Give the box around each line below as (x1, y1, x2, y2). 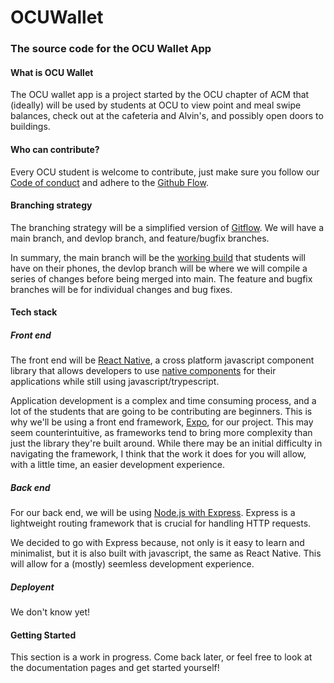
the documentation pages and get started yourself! (10, 662, 220, 674)
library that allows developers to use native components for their (10, 365, 277, 377)
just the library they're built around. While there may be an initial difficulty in (10, 437, 323, 450)
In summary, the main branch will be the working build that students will (10, 251, 306, 263)
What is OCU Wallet (10, 66, 94, 78)
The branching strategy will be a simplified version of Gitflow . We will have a (10, 221, 324, 233)
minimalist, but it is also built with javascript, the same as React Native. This (10, 547, 322, 560)
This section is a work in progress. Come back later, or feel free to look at (10, 651, 313, 663)
